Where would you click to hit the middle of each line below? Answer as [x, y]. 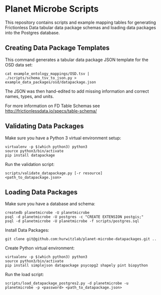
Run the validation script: [30, 164]
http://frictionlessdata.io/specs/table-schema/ [51, 111]
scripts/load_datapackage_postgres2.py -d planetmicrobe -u [67, 283]
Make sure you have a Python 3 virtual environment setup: [63, 138]
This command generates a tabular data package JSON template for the [77, 60]
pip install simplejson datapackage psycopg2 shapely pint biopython [77, 265]
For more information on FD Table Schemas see [52, 106]
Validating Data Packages [44, 126]
